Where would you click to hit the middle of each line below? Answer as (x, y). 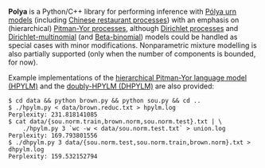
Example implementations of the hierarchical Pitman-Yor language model (128, 78)
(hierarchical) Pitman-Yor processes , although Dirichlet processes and (123, 28)
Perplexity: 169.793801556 (53, 135)
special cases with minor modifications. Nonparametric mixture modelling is (132, 45)
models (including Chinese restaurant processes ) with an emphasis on (124, 20)
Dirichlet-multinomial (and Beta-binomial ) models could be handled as (123, 37)
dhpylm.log (26, 150)
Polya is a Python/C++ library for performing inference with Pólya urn (123, 12)
